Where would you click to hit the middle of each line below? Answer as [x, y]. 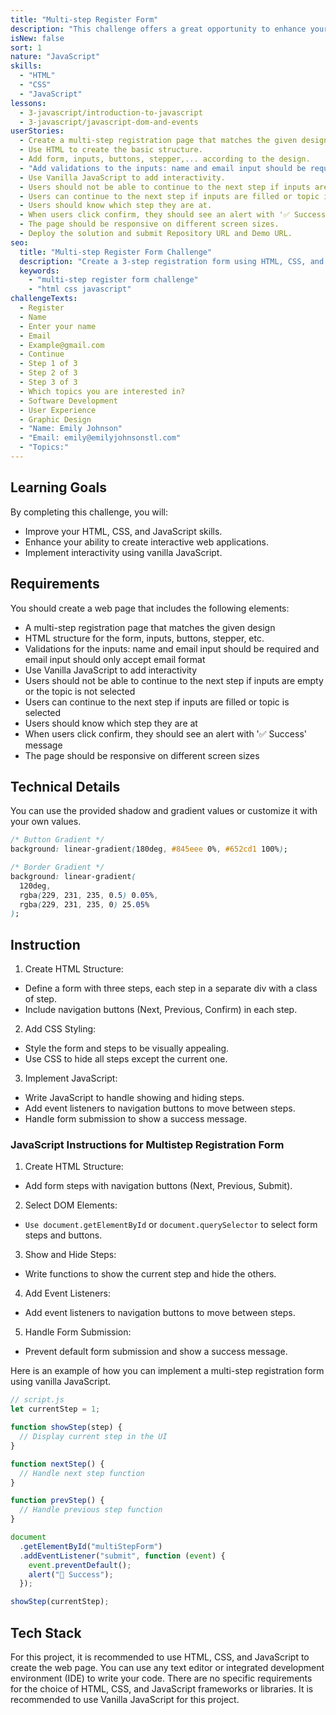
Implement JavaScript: [71, 1078]
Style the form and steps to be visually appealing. [127, 1048]
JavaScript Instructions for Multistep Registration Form [147, 1145]
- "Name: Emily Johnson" [71, 429]
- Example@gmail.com [62, 345]
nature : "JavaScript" [55, 57]
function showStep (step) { [66, 1427]
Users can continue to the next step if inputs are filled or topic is [157, 702]
